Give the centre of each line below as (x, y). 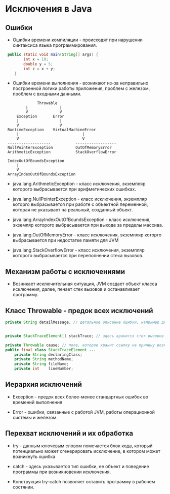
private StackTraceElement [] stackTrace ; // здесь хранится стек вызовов (85, 336)
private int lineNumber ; (44, 369)
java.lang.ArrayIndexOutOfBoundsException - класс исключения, (81, 220)
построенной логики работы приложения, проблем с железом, (81, 88)
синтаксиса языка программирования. (55, 45)
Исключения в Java (49, 9)
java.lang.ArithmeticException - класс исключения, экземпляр (79, 184)
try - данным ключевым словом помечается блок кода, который (82, 446)
